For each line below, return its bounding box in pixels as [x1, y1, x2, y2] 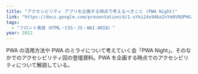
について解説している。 [16, 62, 73, 69]
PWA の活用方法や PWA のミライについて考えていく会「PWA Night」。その [6, 47, 186, 54]
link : [6, 14, 19, 20]
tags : [6, 19, 19, 25]
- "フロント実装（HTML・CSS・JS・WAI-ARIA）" [11, 24, 115, 31]
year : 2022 [6, 30, 33, 36]
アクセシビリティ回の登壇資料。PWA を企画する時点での [21, 54, 158, 61]
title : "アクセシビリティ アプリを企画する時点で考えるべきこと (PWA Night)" [6, 8, 178, 15]
